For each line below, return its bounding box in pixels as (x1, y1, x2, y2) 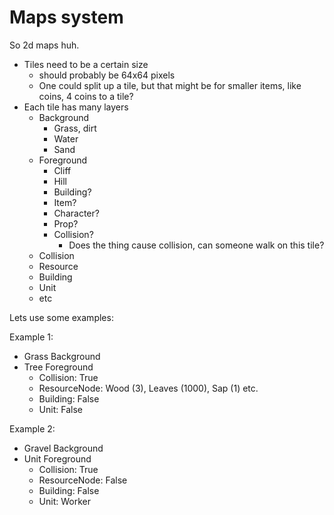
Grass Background (23, 350, 101, 362)
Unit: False (38, 403, 83, 415)
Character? (53, 207, 100, 219)
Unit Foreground (23, 452, 92, 465)
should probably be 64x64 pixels (38, 69, 176, 81)
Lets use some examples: (9, 311, 114, 323)
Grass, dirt (53, 122, 97, 134)
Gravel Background (23, 442, 104, 454)
